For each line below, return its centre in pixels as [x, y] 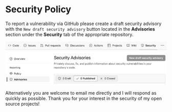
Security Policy [38, 9]
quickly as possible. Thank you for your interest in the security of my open [84, 98]
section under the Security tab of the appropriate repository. [69, 34]
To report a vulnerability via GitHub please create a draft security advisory [83, 24]
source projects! [23, 104]
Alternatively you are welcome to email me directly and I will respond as [81, 93]
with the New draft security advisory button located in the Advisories [80, 29]
